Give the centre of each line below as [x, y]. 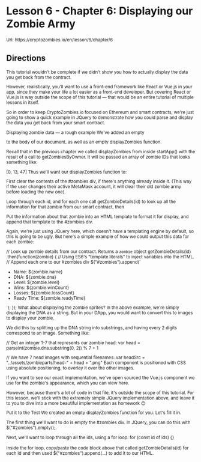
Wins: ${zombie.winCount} [41, 287]
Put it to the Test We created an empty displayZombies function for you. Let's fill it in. [94, 413]
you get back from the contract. [39, 77]
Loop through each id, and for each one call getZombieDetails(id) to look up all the [91, 202]
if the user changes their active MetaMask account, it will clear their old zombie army [94, 187]
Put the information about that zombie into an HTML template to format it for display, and [97, 217]
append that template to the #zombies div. [50, 222]
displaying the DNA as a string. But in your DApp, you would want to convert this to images [100, 313]
